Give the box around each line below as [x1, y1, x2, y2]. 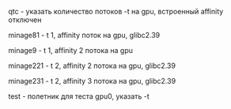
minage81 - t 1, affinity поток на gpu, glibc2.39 [8, 31, 161, 39]
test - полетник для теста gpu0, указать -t [8, 92, 150, 101]
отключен [8, 15, 42, 24]
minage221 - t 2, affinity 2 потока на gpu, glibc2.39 [8, 61, 176, 70]
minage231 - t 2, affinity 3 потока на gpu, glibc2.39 [8, 77, 176, 85]
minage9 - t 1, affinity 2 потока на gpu [8, 46, 133, 54]
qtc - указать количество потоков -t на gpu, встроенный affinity [8, 7, 224, 16]
